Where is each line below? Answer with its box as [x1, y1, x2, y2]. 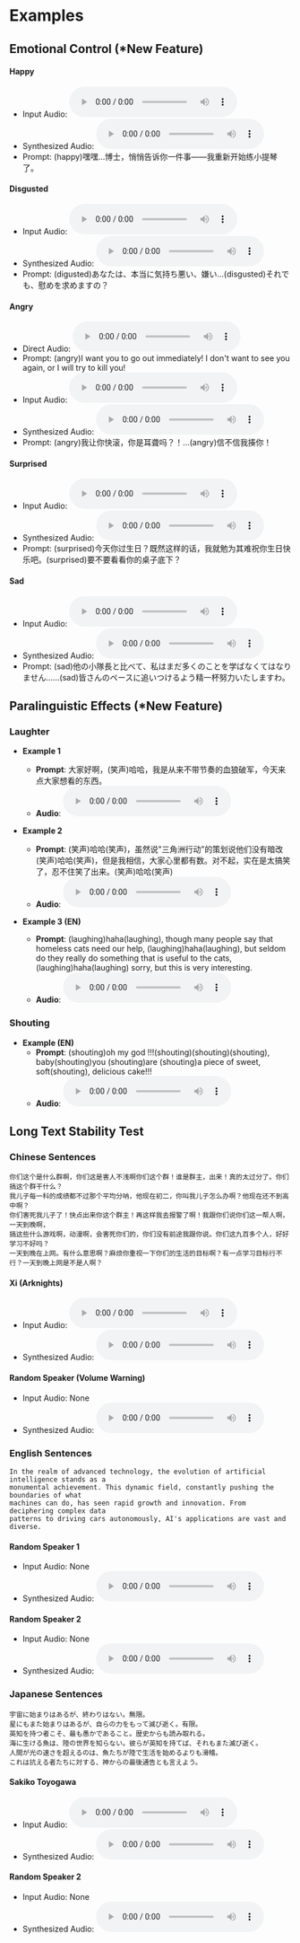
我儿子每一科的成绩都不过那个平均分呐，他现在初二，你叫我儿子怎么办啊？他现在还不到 [9, 1191, 283, 1201]
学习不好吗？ [9, 1240, 50, 1249]
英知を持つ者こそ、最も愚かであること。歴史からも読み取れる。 [9, 1729, 210, 1738]
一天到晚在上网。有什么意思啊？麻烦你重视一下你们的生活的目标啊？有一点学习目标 [9, 1249, 270, 1258]
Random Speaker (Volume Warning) [9, 1373, 146, 1384]
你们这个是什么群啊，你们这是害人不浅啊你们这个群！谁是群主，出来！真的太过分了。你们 [9, 1173, 289, 1182]
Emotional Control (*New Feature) [9, 41, 204, 57]
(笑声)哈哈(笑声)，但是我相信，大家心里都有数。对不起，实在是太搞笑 [35, 855, 291, 866]
